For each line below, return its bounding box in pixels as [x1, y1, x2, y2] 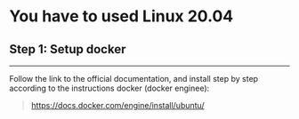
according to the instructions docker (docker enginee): [9, 83, 210, 93]
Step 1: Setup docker [9, 42, 126, 57]
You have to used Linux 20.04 [9, 6, 234, 27]
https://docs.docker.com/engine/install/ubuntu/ [30, 100, 205, 110]
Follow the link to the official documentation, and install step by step [9, 74, 259, 83]
